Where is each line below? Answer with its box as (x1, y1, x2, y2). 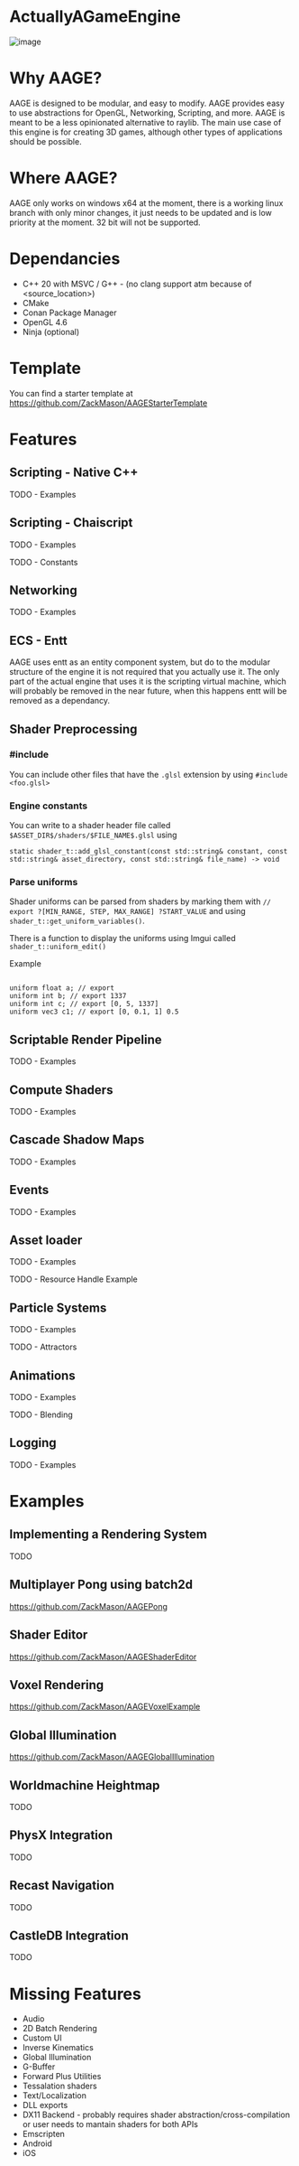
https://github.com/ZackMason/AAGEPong (9, 1601, 168, 1611)
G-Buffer (22, 2061, 56, 2072)
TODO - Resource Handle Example (9, 1274, 138, 1284)
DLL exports (22, 2100, 68, 2111)
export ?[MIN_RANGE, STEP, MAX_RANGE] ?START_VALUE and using (9, 906, 246, 917)
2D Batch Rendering (22, 2023, 97, 2034)
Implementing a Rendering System (9, 1526, 207, 1542)
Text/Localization (22, 2090, 87, 2101)
